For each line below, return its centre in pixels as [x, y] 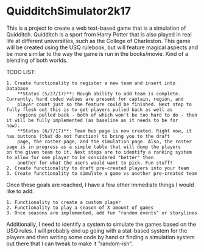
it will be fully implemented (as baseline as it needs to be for [92, 120]
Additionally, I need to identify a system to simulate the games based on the [101, 224]
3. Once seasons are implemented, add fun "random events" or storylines [102, 213]
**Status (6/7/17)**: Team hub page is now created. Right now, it [104, 131]
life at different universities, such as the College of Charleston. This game [98, 41]
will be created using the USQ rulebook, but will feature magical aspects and [102, 47]
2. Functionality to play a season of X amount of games [80, 208]
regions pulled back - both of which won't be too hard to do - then [107, 115]
